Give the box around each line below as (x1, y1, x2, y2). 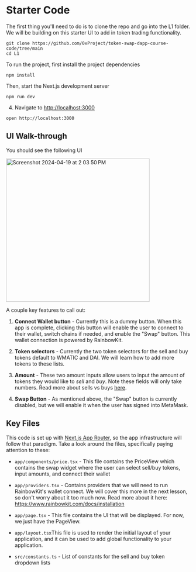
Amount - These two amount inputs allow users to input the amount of (14, 371, 185, 378)
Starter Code (6, 4, 70, 17)
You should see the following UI (6, 147, 82, 154)
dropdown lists (14, 559, 51, 566)
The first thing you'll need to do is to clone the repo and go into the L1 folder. (6, 23, 190, 30)
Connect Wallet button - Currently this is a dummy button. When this (14, 318, 182, 325)
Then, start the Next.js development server (6, 82, 110, 89)
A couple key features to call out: (6, 306, 86, 313)
